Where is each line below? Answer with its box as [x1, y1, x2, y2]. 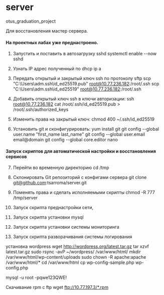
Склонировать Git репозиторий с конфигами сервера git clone [13, 174, 147, 180]
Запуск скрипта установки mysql [13, 214, 84, 220]
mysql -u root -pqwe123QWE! [6, 274, 67, 280]
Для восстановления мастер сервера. [6, 28, 88, 34]
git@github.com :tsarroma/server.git [13, 180, 87, 186]
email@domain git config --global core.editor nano [13, 137, 118, 143]
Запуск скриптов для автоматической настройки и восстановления [6, 148, 156, 154]
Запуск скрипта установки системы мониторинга [13, 224, 119, 230]
